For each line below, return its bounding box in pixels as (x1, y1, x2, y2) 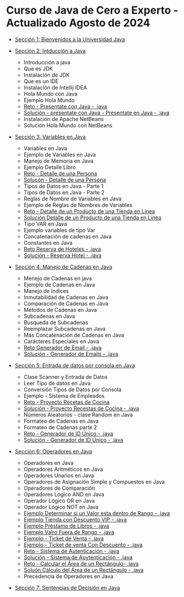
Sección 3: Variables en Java (14, 133, 86, 140)
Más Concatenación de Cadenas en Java (23, 331, 125, 339)
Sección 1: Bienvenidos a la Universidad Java (14, 36, 126, 43)
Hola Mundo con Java (23, 90, 78, 97)
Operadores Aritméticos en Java (23, 465, 103, 473)
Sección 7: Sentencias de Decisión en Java (14, 584, 120, 591)
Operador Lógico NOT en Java (23, 503, 99, 510)
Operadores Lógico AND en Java (23, 490, 105, 498)
